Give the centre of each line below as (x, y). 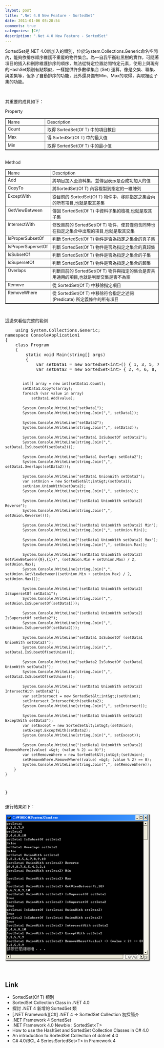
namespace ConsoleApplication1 (42, 335)
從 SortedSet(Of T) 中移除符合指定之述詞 (93, 293)
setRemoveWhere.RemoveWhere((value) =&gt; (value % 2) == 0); (87, 760)
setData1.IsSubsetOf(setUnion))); (40, 652)
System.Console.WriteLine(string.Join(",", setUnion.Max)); (85, 545)
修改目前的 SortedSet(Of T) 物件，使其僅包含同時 (102, 225)
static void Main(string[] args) (66, 355)
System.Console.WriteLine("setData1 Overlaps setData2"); (83, 457)
